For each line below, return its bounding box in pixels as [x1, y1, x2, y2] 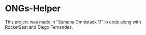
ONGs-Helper [5, 3, 61, 14]
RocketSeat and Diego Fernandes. [5, 24, 73, 30]
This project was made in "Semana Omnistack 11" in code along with [5, 19, 141, 25]
